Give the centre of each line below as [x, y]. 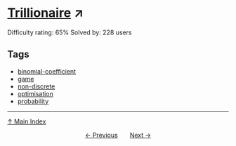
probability [33, 101]
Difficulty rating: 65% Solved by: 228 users [70, 32]
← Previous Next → [118, 135]
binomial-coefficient [46, 71]
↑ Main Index [27, 121]
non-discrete [36, 86]
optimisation [35, 93]
